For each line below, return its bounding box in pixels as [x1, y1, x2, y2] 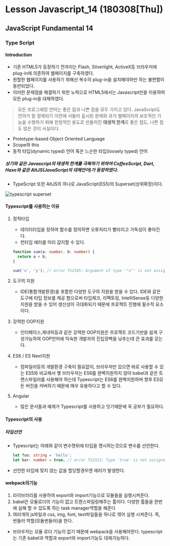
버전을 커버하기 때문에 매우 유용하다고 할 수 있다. [25, 383, 122, 389]
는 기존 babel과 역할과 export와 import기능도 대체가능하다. [12, 535, 130, 541]
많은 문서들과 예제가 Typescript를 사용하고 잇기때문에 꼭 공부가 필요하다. [20, 403, 164, 410]
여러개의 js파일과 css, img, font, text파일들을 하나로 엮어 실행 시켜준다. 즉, [12, 511, 161, 517]
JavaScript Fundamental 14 [5, 24, 93, 33]
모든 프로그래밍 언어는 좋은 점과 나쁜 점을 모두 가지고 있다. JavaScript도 [17, 106, 161, 113]
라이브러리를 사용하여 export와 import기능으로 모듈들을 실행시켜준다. [12, 492, 150, 498]
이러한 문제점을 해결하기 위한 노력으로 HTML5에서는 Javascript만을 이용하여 [12, 89, 165, 95]
